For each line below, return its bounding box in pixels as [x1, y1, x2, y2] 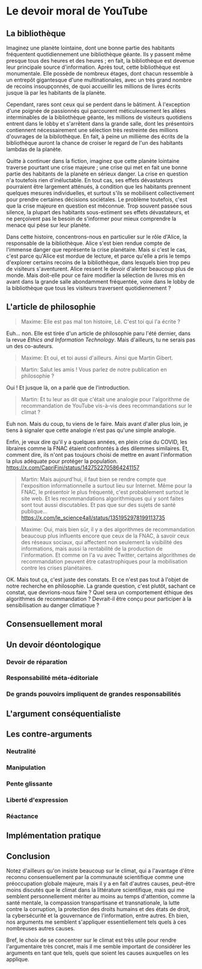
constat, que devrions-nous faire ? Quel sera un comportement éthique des [6, 588, 194, 596]
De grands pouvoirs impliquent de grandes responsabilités [6, 690, 182, 698]
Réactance [6, 812, 38, 820]
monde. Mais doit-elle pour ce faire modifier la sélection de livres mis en [6, 272, 185, 279]
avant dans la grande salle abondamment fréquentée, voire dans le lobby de [6, 278, 195, 285]
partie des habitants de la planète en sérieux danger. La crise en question [6, 170, 188, 177]
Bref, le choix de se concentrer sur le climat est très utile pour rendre [6, 936, 177, 944]
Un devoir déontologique [6, 640, 101, 650]
